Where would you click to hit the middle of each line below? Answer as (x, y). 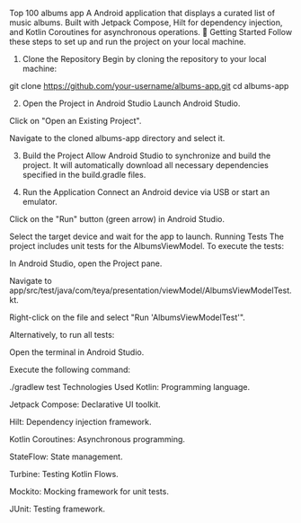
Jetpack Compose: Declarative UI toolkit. (85, 404)
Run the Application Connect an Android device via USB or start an (146, 192)
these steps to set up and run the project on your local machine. (128, 41)
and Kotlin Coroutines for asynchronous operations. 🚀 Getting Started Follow (151, 32)
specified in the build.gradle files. (84, 175)
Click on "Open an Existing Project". (75, 121)
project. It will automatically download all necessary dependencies (146, 165)
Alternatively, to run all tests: (62, 335)
